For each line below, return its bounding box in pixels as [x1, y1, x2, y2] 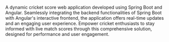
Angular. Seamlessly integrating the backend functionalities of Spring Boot [5, 10, 162, 16]
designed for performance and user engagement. [5, 31, 110, 37]
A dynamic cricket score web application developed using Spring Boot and [5, 5, 162, 10]
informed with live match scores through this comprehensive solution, [5, 26, 152, 32]
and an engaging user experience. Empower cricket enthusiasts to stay [5, 20, 155, 26]
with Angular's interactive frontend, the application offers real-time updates [5, 15, 164, 21]
